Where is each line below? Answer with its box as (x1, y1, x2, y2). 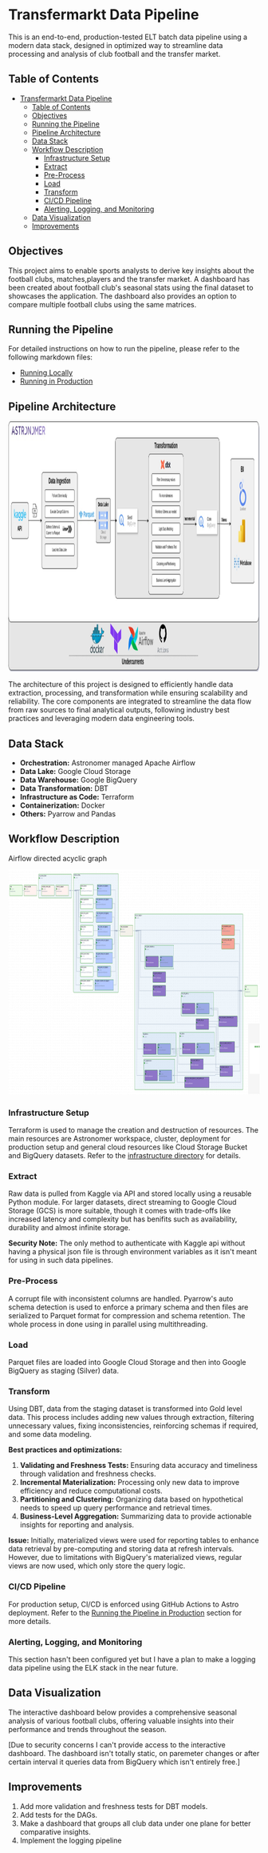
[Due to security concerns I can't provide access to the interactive (8, 1739, 226, 1750)
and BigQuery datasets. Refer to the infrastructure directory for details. (8, 1151, 241, 1161)
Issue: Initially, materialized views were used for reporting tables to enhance (8, 1535, 259, 1546)
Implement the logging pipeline (19, 1835, 122, 1845)
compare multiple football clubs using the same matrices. (8, 299, 197, 309)
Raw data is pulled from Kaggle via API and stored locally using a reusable (8, 1189, 252, 1198)
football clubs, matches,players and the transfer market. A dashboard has (8, 274, 250, 283)
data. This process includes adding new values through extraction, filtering (8, 1413, 254, 1422)
